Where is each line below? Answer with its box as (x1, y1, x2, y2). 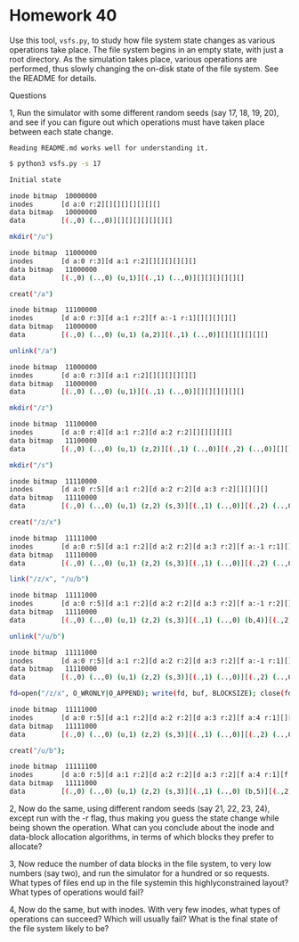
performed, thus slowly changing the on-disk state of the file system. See (9, 63, 279, 74)
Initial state (9, 175, 62, 184)
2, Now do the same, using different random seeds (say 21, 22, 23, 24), (9, 803, 271, 814)
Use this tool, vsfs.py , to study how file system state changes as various (9, 35, 276, 45)
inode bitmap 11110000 (9, 476, 98, 486)
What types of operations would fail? (9, 887, 144, 897)
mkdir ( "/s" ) (9, 460, 53, 469)
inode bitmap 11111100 (9, 762, 98, 772)
